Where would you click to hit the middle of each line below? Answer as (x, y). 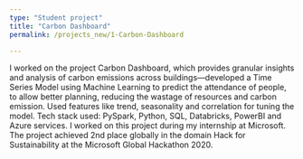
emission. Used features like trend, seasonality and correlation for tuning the (152, 107)
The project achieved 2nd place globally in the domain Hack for (128, 136)
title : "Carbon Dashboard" (60, 26)
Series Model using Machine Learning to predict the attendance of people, (148, 88)
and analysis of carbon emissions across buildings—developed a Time (141, 78)
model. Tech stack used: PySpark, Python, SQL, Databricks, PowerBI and (146, 116)
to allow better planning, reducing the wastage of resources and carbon (143, 97)
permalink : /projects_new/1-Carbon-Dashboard (96, 34)
